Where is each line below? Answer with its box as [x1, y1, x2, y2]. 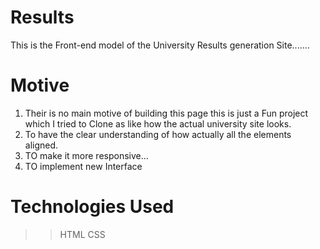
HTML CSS [59, 228, 106, 240]
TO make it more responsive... [24, 149, 149, 161]
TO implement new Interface [24, 160, 143, 172]
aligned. [24, 139, 59, 151]
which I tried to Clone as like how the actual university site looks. [24, 117, 292, 130]
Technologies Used [10, 196, 175, 218]
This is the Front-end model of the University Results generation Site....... [10, 39, 310, 51]
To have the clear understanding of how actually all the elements [24, 128, 292, 140]
